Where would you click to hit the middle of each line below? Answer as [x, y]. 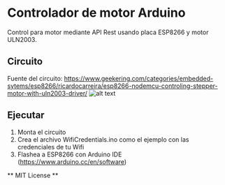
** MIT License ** [33, 175]
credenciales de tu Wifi [51, 147]
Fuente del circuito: [35, 78]
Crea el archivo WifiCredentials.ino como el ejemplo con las [103, 139]
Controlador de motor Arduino [96, 13]
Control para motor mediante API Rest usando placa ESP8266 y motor [108, 32]
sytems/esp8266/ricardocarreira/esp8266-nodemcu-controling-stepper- [112, 86]
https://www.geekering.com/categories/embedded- [139, 78]
